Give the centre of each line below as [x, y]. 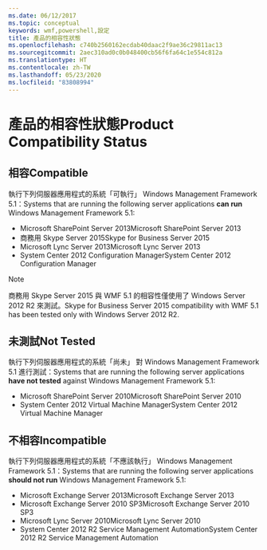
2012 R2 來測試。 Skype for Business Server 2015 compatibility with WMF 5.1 [133, 305]
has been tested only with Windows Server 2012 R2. [94, 314]
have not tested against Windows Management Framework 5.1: [112, 381]
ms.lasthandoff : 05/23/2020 [55, 75]
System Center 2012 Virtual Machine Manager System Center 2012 [128, 405]
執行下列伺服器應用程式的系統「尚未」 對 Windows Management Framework [134, 362]
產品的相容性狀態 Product [91, 124]
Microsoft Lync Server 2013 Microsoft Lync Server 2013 [110, 246]
